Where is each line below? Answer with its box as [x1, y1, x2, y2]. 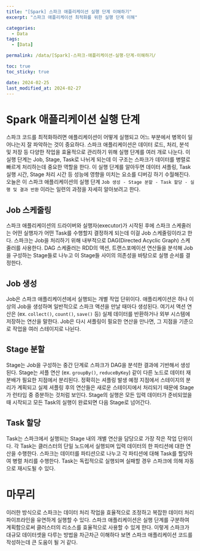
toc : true [6, 63, 31, 69]
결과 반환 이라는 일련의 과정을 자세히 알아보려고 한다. [20, 186, 141, 193]
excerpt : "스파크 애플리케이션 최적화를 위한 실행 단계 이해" [6, 14, 138, 20]
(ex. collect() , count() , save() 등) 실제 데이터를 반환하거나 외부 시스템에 [17, 310, 190, 317]
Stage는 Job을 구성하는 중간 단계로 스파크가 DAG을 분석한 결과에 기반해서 [6, 361, 179, 368]
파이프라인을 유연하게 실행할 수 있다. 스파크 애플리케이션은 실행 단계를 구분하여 [6, 516, 190, 523]
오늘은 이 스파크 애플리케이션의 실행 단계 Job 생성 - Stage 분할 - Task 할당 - [6, 178, 188, 186]
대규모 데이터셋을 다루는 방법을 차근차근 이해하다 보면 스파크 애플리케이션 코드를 [6, 531, 193, 538]
